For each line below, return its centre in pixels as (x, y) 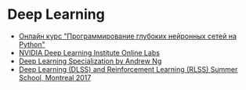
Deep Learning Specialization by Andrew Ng (90, 61)
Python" (32, 44)
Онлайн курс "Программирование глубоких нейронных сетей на (127, 36)
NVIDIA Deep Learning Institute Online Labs (89, 52)
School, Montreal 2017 (55, 77)
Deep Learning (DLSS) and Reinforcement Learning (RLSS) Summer (128, 69)
